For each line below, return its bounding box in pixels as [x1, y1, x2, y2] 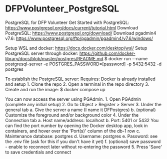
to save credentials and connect [5, 149, 71, 155]
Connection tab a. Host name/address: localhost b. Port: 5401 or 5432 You [5, 117, 159, 123]
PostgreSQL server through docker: [5, 50, 78, 56]
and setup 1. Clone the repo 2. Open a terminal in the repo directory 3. [5, 81, 149, 87]
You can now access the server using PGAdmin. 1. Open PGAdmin [5, 96, 141, 102]
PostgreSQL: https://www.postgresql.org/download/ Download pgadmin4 [5, 30, 156, 36]
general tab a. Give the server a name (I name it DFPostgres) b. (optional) [5, 107, 156, 113]
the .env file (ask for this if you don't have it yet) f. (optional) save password [5, 138, 161, 145]
